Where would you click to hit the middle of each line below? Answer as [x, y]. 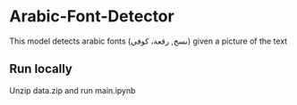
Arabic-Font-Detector [92, 16]
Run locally [41, 69]
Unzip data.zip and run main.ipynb [72, 90]
